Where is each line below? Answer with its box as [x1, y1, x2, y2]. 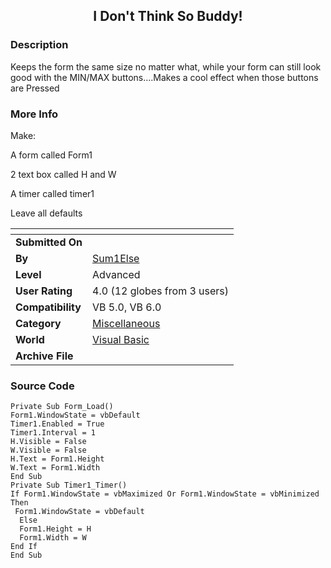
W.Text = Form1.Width [10, 463, 101, 473]
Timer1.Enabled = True [10, 419, 105, 429]
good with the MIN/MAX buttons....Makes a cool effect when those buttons [10, 71, 319, 83]
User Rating [15, 284, 73, 298]
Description [10, 38, 69, 52]
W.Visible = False [10, 445, 87, 456]
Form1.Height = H [19, 524, 92, 534]
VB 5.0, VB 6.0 [92, 300, 162, 314]
